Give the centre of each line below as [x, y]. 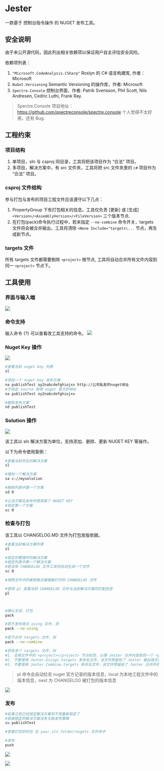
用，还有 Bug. [31, 118]
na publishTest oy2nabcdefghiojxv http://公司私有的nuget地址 [67, 385]
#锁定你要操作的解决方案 [26, 558]
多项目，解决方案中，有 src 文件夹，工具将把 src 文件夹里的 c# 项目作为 [84, 168]
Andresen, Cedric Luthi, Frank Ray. [47, 96]
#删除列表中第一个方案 [24, 488]
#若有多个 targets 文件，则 [31, 651]
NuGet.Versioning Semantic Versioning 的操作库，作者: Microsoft [77, 84]
